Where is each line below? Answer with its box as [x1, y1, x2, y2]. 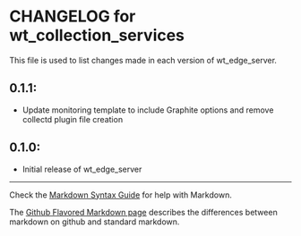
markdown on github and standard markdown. [9, 216, 180, 227]
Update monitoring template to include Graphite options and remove [21, 105, 274, 115]
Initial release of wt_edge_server [21, 164, 142, 174]
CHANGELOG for [9, 6, 136, 27]
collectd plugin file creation [21, 114, 124, 124]
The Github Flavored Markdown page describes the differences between [9, 206, 278, 217]
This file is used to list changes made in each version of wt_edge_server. [9, 55, 278, 65]
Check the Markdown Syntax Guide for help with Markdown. [9, 190, 233, 200]
